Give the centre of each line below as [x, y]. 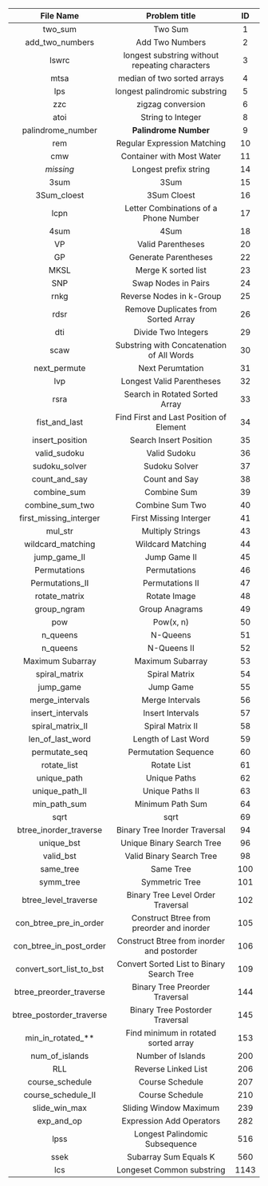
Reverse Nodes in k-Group [171, 296]
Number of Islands [171, 1056]
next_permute [59, 368]
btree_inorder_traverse [60, 830]
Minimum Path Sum [171, 804]
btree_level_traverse [60, 900]
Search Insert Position [171, 440]
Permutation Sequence [171, 752]
